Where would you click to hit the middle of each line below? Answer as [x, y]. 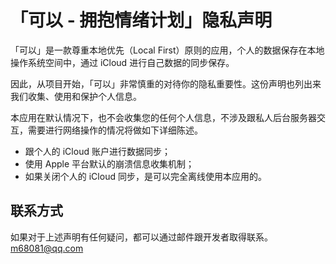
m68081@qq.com [47, 248]
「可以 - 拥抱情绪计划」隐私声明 [141, 20]
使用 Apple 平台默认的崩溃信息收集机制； [109, 163]
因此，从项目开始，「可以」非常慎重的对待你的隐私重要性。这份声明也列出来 [166, 83]
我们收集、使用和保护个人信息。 [76, 96]
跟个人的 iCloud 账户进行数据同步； [97, 151]
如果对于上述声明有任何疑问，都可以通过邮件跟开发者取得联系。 [141, 237]
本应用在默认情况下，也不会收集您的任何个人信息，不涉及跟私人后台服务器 [163, 117]
